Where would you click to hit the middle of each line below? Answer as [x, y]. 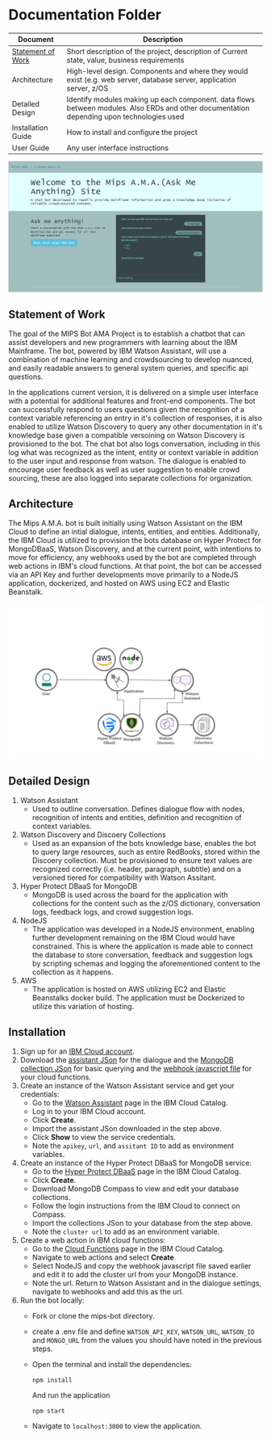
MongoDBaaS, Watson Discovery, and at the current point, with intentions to [135, 549]
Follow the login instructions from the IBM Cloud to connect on [136, 1205]
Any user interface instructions [118, 148]
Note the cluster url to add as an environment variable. [126, 1231]
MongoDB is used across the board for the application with [130, 895]
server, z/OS [88, 88]
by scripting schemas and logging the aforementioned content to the [146, 964]
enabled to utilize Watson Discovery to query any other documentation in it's [135, 427]
